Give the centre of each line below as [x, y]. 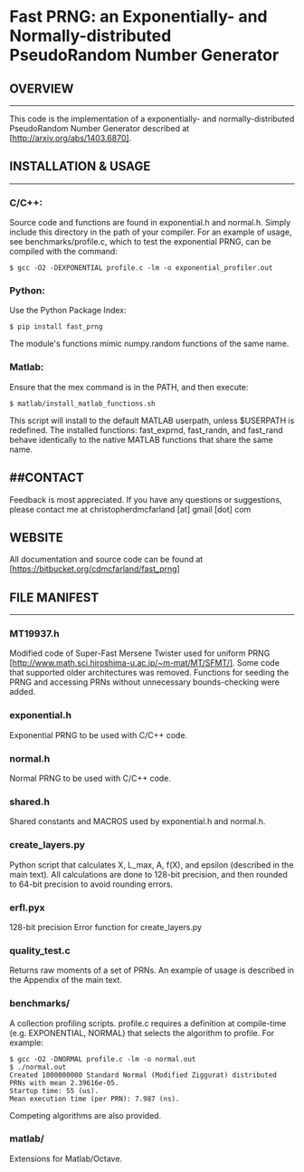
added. [23, 692]
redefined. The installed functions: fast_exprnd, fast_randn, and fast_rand [146, 430]
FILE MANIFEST [54, 597]
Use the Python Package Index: [68, 311]
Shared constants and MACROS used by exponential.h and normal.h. [138, 821]
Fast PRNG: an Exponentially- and [138, 17]
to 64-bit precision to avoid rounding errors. [91, 884]
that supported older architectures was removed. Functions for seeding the [149, 673]
